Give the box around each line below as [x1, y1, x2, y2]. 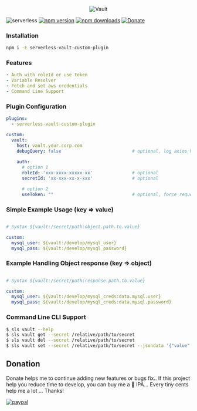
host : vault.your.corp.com [16, 143, 83, 149]
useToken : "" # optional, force [21, 191, 177, 197]
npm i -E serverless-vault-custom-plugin [6, 45, 109, 51]
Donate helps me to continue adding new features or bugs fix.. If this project [6, 375, 191, 382]
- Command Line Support [6, 89, 64, 95]
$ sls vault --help [6, 326, 54, 332]
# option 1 [21, 164, 49, 170]
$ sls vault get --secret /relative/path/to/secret [6, 332, 135, 338]
